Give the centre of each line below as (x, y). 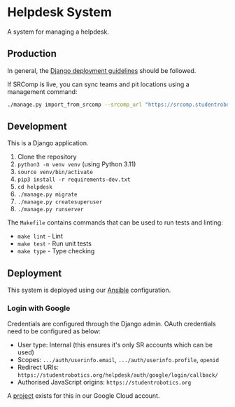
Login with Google (39, 308)
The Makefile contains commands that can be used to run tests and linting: (115, 222)
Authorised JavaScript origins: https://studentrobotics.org (104, 382)
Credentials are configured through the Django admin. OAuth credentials (112, 323)
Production (32, 54)
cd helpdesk (35, 187)
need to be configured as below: (54, 331)
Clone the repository (47, 157)
